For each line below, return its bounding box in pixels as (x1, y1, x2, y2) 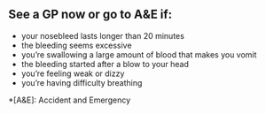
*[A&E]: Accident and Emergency (8, 95, 131, 105)
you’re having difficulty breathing (20, 77, 143, 87)
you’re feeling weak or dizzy (20, 68, 125, 79)
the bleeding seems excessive (20, 40, 132, 50)
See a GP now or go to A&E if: (8, 7, 173, 22)
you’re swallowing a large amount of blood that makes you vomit (20, 49, 257, 60)
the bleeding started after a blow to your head (20, 58, 190, 69)
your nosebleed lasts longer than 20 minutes (20, 30, 185, 41)
